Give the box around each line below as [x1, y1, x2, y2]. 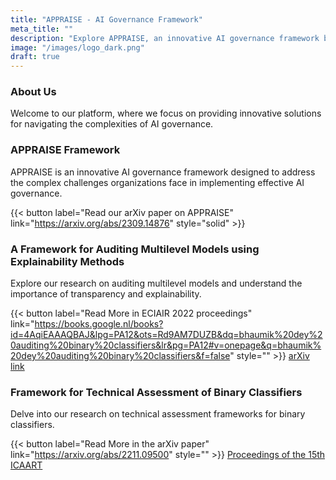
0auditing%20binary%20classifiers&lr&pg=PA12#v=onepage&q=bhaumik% [10, 339, 322, 351]
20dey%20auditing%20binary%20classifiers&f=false [10, 350, 231, 362]
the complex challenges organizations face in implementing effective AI [10, 176, 305, 188]
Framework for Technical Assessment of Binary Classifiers [10, 385, 303, 399]
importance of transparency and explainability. [10, 288, 202, 300]
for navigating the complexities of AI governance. [10, 118, 214, 130]
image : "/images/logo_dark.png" [10, 42, 145, 53]
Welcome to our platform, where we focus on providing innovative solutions [10, 107, 322, 120]
